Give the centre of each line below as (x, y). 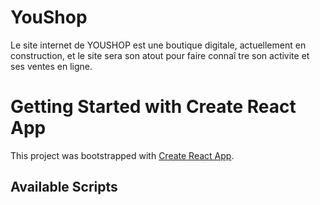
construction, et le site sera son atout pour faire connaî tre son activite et (160, 55)
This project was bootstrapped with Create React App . (122, 155)
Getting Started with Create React (153, 107)
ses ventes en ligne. (51, 66)
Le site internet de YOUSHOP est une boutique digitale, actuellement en (158, 45)
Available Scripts (64, 187)
